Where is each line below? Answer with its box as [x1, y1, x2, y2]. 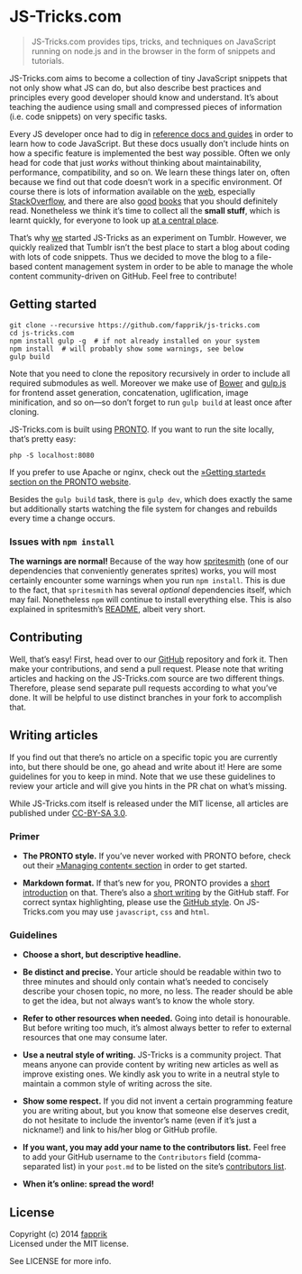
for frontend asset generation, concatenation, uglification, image [9, 387, 249, 398]
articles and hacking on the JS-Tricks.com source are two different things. [9, 673, 286, 683]
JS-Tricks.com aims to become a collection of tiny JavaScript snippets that [9, 72, 288, 83]
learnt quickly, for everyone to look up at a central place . [9, 215, 219, 225]
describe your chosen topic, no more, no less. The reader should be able [22, 985, 293, 997]
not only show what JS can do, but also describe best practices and [9, 82, 261, 93]
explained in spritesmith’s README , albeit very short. [9, 604, 206, 615]
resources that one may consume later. [22, 1032, 169, 1043]
